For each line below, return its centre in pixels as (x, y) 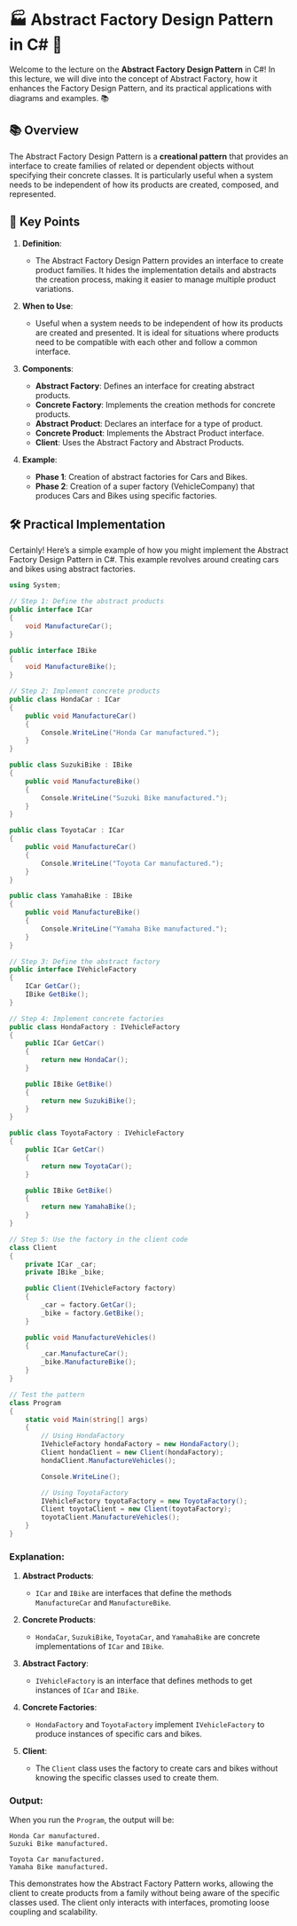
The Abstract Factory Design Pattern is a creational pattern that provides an (149, 156)
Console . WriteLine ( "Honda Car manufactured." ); (130, 732)
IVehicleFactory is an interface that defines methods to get (144, 1681)
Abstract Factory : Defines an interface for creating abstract (145, 386)
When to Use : (47, 306)
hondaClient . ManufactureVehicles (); (109, 1460)
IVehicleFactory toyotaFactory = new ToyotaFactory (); (145, 1501)
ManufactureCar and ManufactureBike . (103, 1603)
